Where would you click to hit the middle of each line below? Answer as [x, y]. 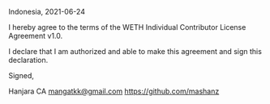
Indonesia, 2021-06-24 [47, 12]
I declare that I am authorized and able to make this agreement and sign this [135, 51]
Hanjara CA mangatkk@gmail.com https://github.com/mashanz [114, 91]
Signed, [21, 75]
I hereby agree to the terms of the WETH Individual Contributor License [127, 27]
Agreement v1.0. [36, 36]
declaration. [28, 60]
